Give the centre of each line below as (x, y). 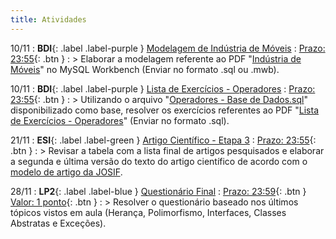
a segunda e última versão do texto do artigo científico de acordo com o (159, 161)
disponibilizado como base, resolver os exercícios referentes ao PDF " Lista (165, 110)
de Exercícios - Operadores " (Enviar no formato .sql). (120, 120)
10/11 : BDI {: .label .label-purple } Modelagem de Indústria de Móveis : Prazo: (168, 48)
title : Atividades (48, 19)
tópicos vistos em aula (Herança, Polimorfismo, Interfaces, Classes (148, 212)
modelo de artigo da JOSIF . (66, 172)
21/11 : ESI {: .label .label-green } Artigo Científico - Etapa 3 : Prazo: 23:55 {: (163, 140)
